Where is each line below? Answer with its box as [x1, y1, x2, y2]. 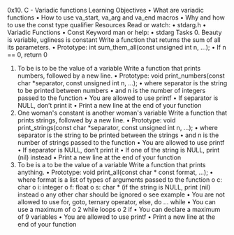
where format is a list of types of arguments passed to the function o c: [17, 176, 222, 184]
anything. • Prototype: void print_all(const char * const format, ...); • [17, 168, 214, 176]
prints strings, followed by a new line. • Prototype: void [17, 116, 176, 124]
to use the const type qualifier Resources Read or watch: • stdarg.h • [7, 21, 207, 29]
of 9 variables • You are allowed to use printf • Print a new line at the [17, 213, 216, 221]
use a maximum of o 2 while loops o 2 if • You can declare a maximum [17, 206, 221, 213]
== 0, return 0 [7, 50, 47, 59]
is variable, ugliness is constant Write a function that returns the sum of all [7, 36, 221, 44]
